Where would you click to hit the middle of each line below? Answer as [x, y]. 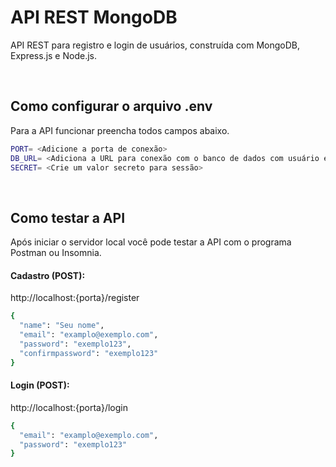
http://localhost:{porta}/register [75, 298]
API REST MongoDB [94, 17]
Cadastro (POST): [48, 275]
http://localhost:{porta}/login [69, 407]
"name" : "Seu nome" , [62, 326]
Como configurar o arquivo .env [111, 106]
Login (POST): [40, 385]
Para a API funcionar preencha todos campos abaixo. [120, 130]
